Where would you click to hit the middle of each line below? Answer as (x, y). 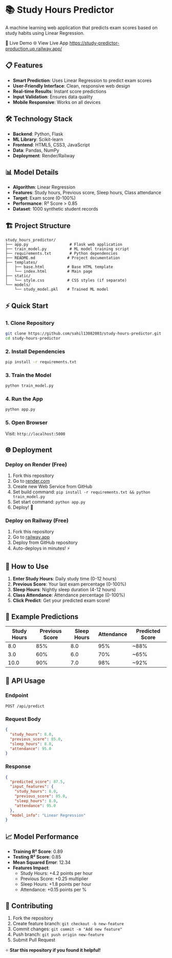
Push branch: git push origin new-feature (58, 934)
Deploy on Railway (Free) (37, 520)
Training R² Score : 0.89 (38, 851)
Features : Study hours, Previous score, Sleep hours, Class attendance (87, 193)
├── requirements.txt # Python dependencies (61, 254)
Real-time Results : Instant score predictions (59, 91)
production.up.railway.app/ (34, 49)
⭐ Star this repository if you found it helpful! (53, 950)
